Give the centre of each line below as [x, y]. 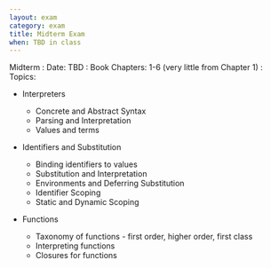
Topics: [23, 77]
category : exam [37, 26]
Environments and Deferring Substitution [110, 184]
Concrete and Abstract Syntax [91, 111]
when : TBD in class [45, 42]
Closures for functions [76, 256]
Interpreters [44, 94]
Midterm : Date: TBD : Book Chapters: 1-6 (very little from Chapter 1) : [136, 67]
